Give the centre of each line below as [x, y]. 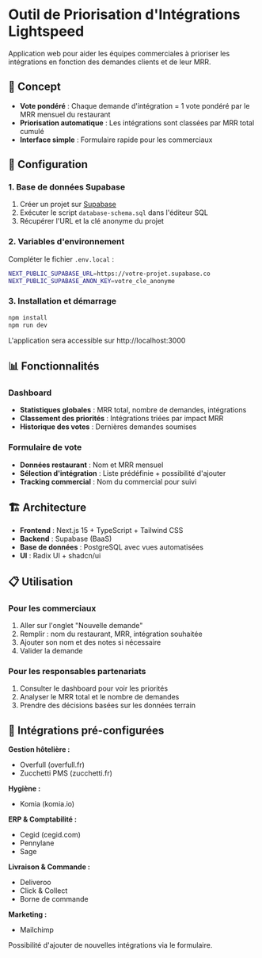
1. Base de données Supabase [66, 187]
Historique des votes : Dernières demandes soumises [108, 427]
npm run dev [28, 325]
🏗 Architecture [47, 507]
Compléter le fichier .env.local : [61, 259]
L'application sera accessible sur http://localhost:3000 [97, 340]
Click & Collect [44, 891]
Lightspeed [46, 31]
